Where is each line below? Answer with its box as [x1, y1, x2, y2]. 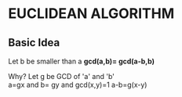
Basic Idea [8, 36, 60, 49]
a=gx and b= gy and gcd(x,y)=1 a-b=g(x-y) [8, 80, 147, 89]
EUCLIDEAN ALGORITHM [8, 5, 175, 23]
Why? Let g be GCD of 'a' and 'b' [8, 72, 115, 81]
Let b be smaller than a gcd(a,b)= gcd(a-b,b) [8, 56, 155, 66]
